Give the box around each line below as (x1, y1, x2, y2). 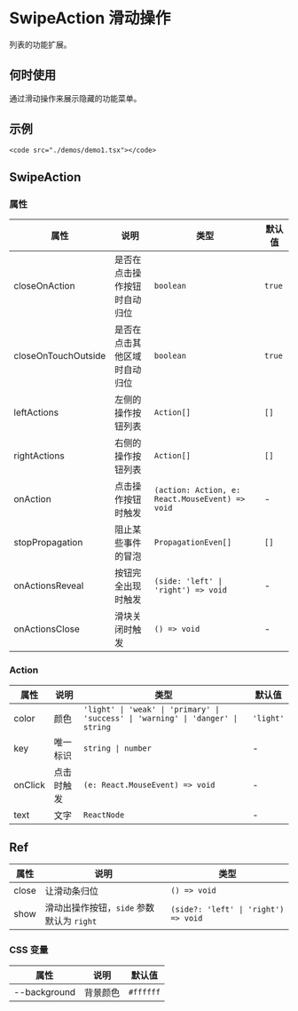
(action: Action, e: (153, 485, 241, 496)
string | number (82, 743, 153, 753)
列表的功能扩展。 (9, 39, 72, 50)
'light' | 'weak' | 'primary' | (82, 704, 220, 714)
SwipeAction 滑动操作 (9, 8, 171, 28)
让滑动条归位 (44, 885, 99, 897)
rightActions (13, 450, 65, 462)
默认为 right (44, 915, 98, 927)
